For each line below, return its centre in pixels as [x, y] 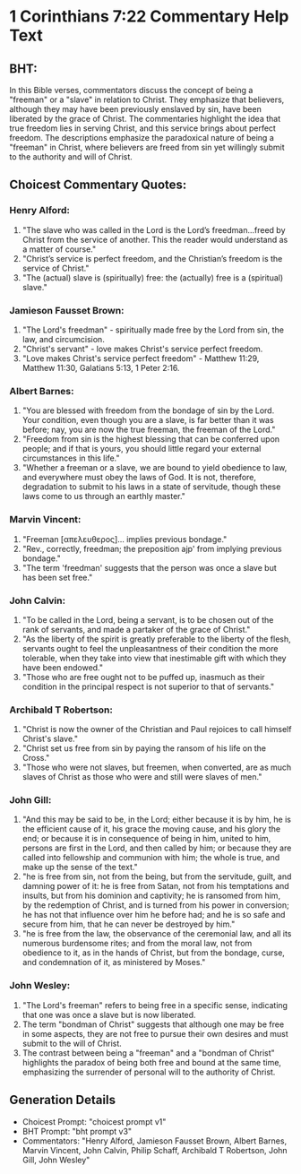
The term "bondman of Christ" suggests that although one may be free [153, 1024]
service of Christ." [56, 268]
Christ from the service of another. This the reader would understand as [155, 239]
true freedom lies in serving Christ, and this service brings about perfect [142, 128]
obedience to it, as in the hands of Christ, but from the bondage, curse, [153, 953]
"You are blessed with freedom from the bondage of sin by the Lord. [148, 410]
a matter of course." [59, 249]
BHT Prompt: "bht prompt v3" [77, 1131]
